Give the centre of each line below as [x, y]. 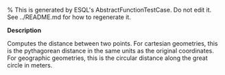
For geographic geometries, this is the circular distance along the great [107, 58]
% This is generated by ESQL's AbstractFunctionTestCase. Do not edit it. [109, 10]
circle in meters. [30, 65]
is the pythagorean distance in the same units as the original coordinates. [110, 51]
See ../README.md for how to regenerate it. [69, 17]
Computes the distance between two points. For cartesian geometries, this [113, 43]
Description [24, 30]
